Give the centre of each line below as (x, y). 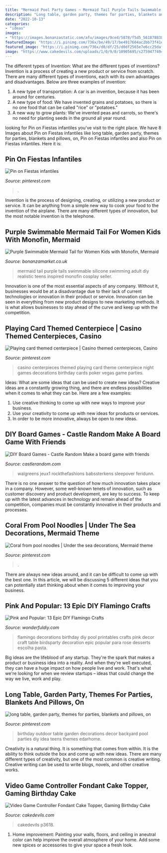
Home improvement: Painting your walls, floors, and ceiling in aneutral (84, 834)
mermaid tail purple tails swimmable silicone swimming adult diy (83, 271)
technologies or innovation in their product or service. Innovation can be (79, 297)
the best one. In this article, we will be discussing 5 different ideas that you (82, 579)
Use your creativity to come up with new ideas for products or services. (86, 413)
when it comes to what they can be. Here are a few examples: (68, 393)
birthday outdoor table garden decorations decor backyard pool (83, 734)
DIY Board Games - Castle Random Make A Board (83, 434)
